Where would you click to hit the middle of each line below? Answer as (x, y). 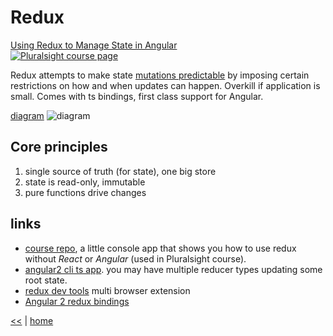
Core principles (59, 147)
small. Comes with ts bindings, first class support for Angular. (137, 96)
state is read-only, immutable (85, 182)
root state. (46, 280)
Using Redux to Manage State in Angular (94, 45)
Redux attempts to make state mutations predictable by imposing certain (160, 75)
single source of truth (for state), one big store (120, 171)
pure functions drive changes (85, 192)
